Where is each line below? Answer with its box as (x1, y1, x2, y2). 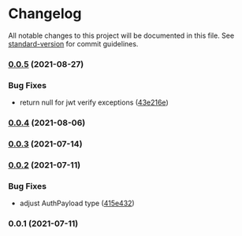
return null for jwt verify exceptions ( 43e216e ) (19, 98, 169, 107)
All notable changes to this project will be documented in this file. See (8, 31, 235, 40)
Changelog (8, 5, 82, 23)
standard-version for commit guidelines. (8, 39, 139, 48)
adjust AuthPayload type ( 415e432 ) (19, 198, 136, 208)
